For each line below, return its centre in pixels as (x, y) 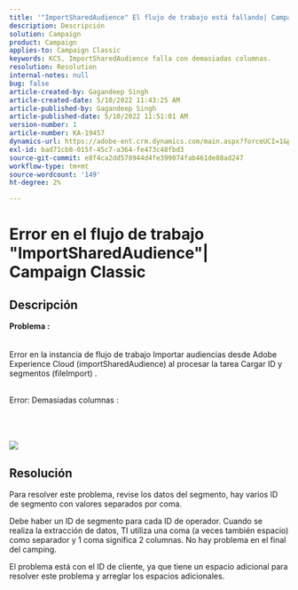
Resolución (41, 473)
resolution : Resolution (53, 68)
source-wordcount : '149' (55, 174)
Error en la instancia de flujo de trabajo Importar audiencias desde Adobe (143, 355)
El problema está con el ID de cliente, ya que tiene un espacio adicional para (149, 566)
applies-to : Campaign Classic (65, 51)
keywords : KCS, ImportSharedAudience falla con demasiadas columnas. (141, 59)
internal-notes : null (49, 76)
